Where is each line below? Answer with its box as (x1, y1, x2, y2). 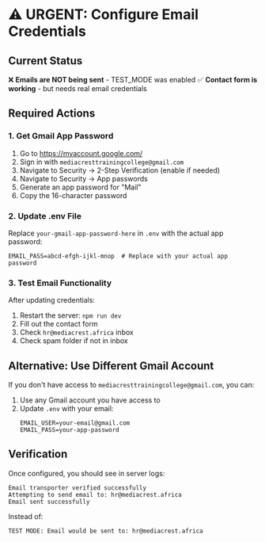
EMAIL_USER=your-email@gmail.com (19, 419, 131, 427)
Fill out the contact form (19, 319, 98, 329)
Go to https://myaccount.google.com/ (19, 148, 143, 158)
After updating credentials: (8, 296, 96, 305)
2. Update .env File (8, 210, 81, 221)
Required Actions (8, 107, 96, 120)
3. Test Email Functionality (8, 277, 112, 288)
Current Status (8, 54, 83, 67)
